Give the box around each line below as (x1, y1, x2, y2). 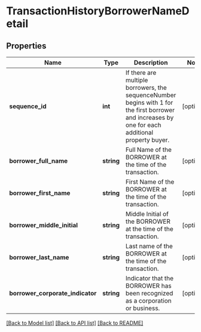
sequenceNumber (125, 91, 176, 99)
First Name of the (125, 178, 175, 186)
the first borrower (125, 106, 175, 114)
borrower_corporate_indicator (9, 289, 97, 297)
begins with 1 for (125, 99, 173, 106)
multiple (125, 76, 148, 84)
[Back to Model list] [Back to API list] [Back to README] (6, 319, 144, 327)
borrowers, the (125, 84, 167, 92)
